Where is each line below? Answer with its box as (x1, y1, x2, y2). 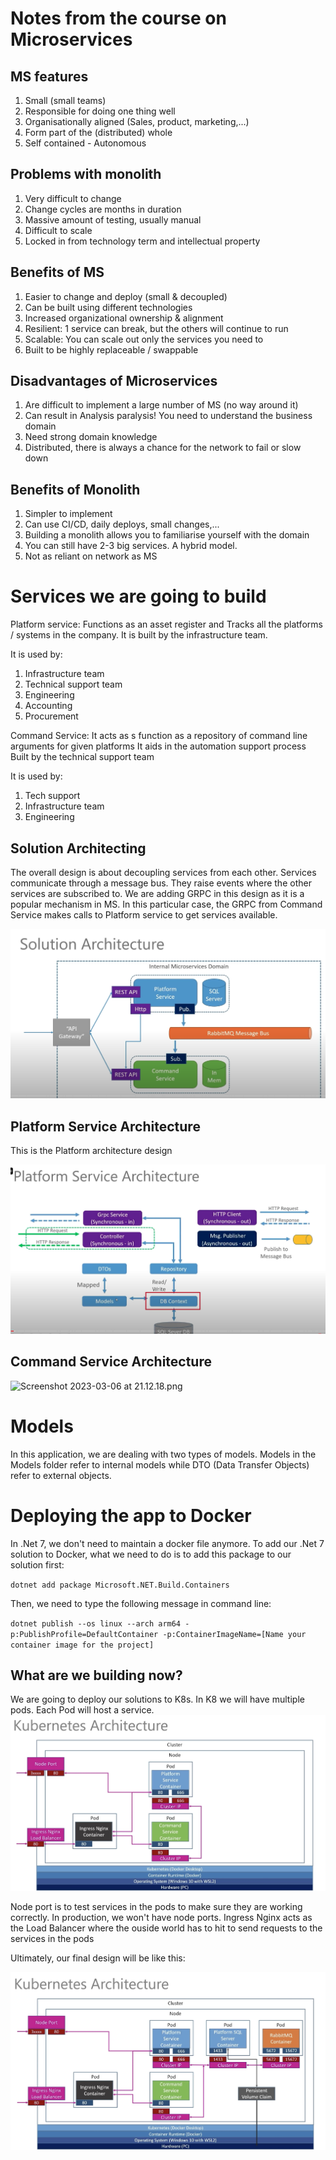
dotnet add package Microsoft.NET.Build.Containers (10, 1580, 230, 1590)
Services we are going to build (10, 585, 267, 608)
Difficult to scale (24, 224, 93, 236)
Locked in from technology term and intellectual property (24, 235, 261, 247)
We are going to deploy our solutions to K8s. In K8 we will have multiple (10, 1693, 305, 1706)
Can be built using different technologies (24, 301, 193, 313)
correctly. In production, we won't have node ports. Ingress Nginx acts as (10, 1912, 313, 1924)
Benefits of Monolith (10, 481, 141, 498)
